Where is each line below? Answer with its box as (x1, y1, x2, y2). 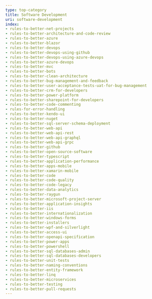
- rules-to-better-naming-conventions (5, 263, 88, 268)
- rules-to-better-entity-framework (5, 267, 83, 273)
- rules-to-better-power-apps (5, 239, 70, 244)
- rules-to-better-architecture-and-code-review (5, 31, 111, 36)
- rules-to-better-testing (5, 282, 63, 287)
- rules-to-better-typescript (5, 154, 70, 159)
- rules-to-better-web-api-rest (5, 130, 74, 135)
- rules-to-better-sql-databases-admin (5, 249, 90, 254)
